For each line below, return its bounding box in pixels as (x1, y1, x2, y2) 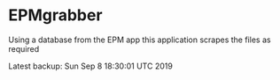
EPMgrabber (8, 5, 103, 25)
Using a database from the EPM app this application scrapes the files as (8, 34, 271, 45)
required (8, 43, 40, 54)
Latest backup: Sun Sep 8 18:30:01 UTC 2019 (8, 61, 174, 71)
